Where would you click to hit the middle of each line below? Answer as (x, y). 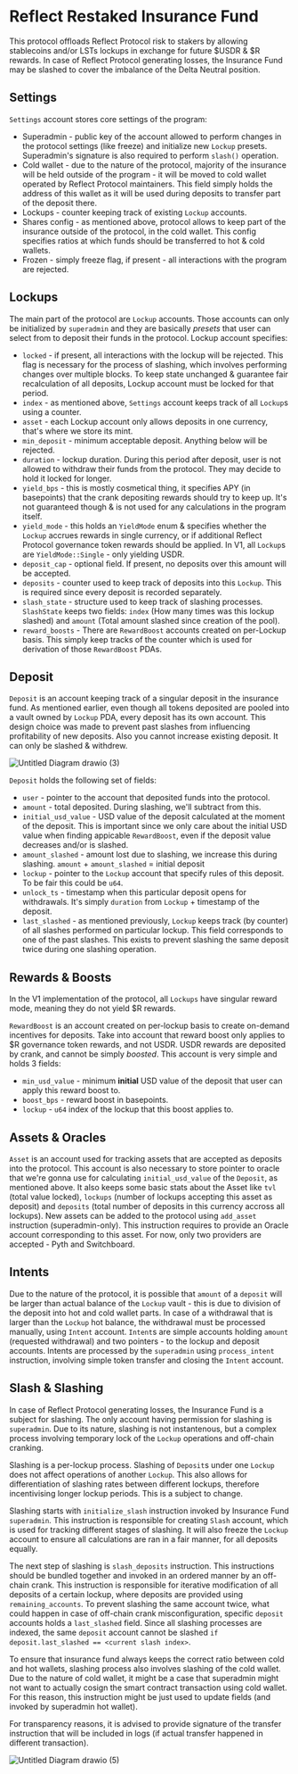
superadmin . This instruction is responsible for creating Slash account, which (149, 1520)
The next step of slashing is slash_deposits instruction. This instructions (142, 1566)
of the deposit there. (60, 203)
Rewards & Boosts (60, 978)
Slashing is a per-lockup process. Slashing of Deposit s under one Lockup (142, 1464)
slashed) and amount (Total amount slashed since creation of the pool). (151, 620)
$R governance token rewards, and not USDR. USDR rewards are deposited (148, 1045)
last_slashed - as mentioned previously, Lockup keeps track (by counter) (155, 921)
